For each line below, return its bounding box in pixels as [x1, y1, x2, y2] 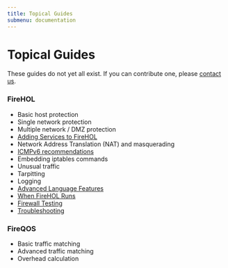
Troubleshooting [17, 206, 65, 214]
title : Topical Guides [7, 10, 73, 17]
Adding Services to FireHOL [17, 132, 97, 141]
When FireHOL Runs [17, 191, 76, 200]
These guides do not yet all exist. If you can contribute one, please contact [7, 70, 221, 78]
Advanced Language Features [17, 184, 104, 192]
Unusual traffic [17, 161, 60, 171]
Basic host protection [17, 110, 79, 118]
